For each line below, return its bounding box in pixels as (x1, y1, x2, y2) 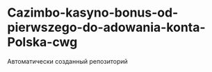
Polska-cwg (7, 35, 78, 50)
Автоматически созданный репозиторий (7, 57, 129, 65)
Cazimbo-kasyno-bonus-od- (7, 5, 179, 21)
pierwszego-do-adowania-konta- (7, 19, 206, 35)
